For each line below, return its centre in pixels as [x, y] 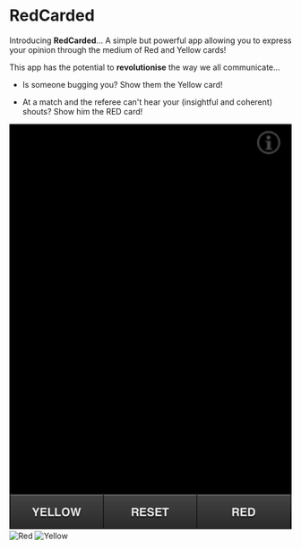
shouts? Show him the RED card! [82, 111]
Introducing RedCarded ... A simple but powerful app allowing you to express [150, 40]
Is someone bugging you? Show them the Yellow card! [122, 84]
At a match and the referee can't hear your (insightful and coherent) [147, 102]
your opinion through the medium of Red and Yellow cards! [118, 49]
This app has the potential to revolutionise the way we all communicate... [145, 67]
